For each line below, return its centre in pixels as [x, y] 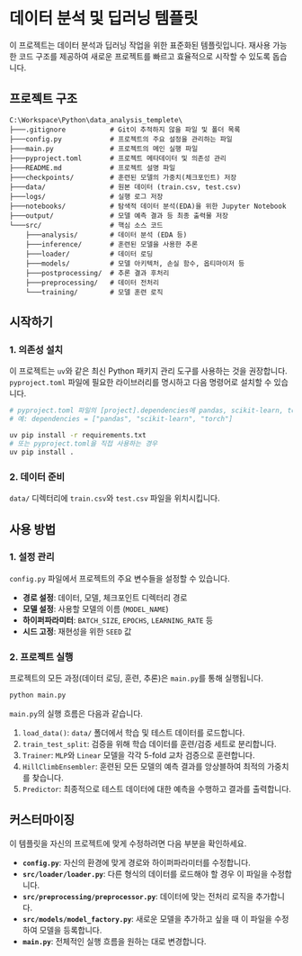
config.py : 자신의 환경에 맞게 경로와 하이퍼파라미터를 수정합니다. [137, 862]
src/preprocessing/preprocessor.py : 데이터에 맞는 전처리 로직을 [138, 896]
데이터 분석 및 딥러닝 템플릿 [104, 18]
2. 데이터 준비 [37, 476]
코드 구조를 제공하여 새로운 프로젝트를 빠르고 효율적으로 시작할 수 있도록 [145, 56]
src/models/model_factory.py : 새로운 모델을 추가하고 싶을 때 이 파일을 [147, 918]
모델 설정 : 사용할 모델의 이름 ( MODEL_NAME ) [95, 609]
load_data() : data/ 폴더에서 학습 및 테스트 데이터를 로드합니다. [133, 732]
